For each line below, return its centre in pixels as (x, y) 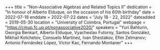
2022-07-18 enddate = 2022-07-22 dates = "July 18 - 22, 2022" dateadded (80, 17)
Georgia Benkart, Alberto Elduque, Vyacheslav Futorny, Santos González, (78, 32)
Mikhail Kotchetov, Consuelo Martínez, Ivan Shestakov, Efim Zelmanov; (76, 37)
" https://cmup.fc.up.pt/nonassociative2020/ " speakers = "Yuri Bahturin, (77, 27)
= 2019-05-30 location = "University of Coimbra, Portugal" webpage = (75, 22)
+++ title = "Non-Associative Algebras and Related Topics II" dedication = (79, 7)
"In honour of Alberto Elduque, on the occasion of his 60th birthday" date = (80, 12)
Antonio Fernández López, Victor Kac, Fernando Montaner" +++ (69, 43)
